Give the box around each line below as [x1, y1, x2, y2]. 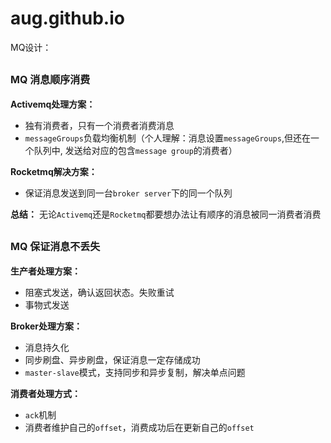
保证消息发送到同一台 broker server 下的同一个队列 [24, 187, 233, 199]
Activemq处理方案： [10, 98, 96, 110]
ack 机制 [24, 408, 57, 421]
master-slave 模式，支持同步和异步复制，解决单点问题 [24, 366, 246, 378]
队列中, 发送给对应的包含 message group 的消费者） [33, 144, 238, 156]
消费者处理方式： [10, 387, 81, 399]
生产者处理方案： [10, 265, 81, 277]
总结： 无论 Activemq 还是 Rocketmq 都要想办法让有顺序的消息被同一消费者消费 [10, 208, 322, 220]
